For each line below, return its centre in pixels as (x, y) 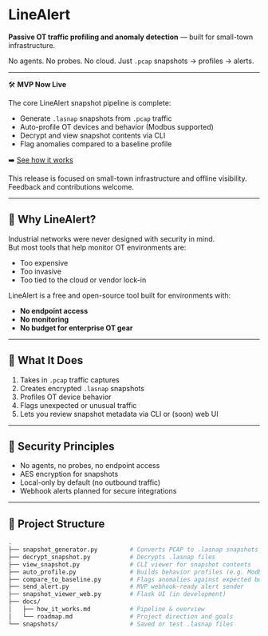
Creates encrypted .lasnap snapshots (82, 388)
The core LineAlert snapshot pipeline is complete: (90, 102)
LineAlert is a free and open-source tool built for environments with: (120, 295)
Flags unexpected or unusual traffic (78, 405)
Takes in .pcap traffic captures (69, 380)
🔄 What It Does (46, 360)
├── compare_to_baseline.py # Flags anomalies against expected (130, 579)
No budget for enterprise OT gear (76, 328)
